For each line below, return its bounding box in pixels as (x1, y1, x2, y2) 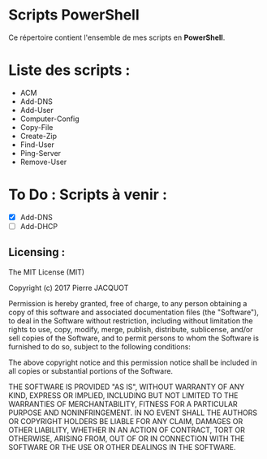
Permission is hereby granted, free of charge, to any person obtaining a (8, 298, 248, 308)
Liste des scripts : (8, 61, 131, 80)
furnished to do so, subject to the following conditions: (8, 341, 191, 351)
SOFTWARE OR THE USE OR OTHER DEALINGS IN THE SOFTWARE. (8, 442, 236, 452)
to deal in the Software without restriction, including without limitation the (8, 315, 253, 326)
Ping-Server (19, 148, 62, 158)
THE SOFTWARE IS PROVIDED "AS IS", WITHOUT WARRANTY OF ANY (8, 382, 245, 392)
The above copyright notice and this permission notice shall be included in (8, 357, 257, 367)
